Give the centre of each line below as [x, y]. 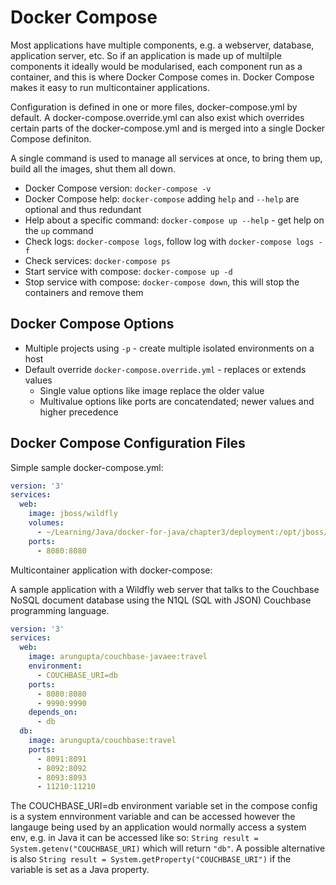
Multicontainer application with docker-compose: [111, 570]
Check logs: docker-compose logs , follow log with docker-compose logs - [173, 241]
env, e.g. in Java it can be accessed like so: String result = [134, 838]
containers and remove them [84, 292]
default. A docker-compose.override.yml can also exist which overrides [157, 117]
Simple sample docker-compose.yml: [87, 467]
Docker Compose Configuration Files [128, 443]
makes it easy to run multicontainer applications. [110, 87]
